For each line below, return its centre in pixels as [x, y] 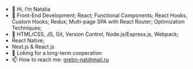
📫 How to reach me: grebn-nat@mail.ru [60, 60]
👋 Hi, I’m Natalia [31, 9]
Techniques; [27, 28]
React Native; [28, 40]
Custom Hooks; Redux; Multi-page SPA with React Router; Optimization [98, 22]
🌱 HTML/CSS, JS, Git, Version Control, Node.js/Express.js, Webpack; [95, 34]
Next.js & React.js [33, 47]
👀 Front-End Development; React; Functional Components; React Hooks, [99, 15]
